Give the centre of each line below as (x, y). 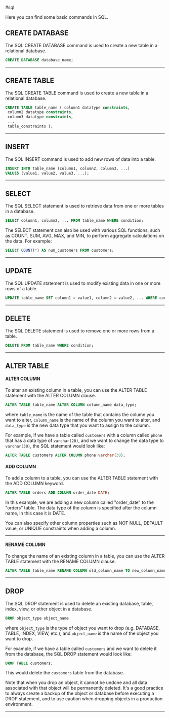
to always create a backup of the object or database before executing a (80, 693)
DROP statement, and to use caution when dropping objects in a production (84, 699)
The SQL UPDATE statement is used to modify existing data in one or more (83, 283)
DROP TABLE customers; (29, 663)
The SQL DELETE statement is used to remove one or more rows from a (80, 331)
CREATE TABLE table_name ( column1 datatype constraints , (68, 108)
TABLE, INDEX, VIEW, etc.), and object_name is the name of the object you (82, 633)
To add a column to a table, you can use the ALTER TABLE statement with (82, 478)
